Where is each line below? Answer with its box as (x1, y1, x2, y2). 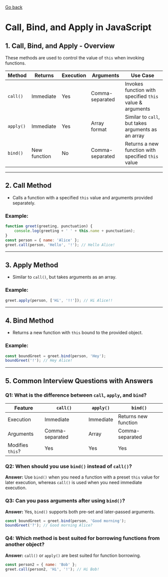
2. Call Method (5, 181, 51, 190)
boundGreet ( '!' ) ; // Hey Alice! (5, 358, 72, 363)
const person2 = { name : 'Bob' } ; (5, 562, 77, 567)
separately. (12, 200, 36, 206)
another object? (5, 541, 45, 548)
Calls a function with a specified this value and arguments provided (12, 194, 153, 200)
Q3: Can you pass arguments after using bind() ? (5, 497, 125, 504)
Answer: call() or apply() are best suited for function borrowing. (5, 552, 141, 559)
